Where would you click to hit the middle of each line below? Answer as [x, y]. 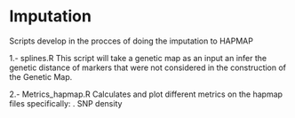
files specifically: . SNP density [66, 103]
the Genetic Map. [41, 76]
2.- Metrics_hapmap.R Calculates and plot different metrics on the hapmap [146, 94]
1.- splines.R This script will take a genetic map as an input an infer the [138, 58]
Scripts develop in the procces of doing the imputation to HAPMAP [131, 41]
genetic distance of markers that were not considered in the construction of [148, 67]
